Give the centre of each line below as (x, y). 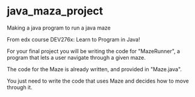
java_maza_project (55, 11)
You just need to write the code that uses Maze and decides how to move (98, 81)
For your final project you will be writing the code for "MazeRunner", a (93, 51)
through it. (20, 87)
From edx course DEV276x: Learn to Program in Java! (73, 39)
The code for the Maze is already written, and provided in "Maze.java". (94, 69)
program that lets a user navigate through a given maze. (76, 57)
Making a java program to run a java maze (59, 28)
